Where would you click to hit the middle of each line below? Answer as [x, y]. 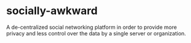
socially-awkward [52, 11]
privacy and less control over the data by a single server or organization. [96, 33]
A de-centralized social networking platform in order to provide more [92, 27]
